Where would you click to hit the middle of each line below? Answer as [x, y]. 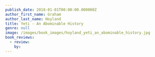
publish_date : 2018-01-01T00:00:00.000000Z [51, 10]
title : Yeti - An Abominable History [44, 24]
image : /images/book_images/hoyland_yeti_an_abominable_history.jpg [78, 33]
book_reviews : [20, 38]
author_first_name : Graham [33, 14]
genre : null [17, 28]
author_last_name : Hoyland [33, 19]
